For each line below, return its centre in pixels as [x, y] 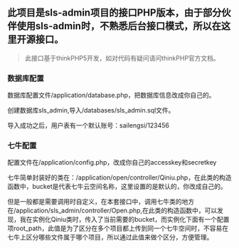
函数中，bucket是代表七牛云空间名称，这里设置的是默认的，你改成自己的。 [117, 187]
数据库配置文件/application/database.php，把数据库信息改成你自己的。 [111, 95]
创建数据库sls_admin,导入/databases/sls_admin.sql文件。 [91, 110]
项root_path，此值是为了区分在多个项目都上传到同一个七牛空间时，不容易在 [118, 228]
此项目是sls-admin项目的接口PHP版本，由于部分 [115, 13]
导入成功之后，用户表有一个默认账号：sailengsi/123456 [88, 125]
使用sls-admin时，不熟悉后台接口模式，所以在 [119, 26]
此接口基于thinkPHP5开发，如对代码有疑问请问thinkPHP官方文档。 [122, 58]
